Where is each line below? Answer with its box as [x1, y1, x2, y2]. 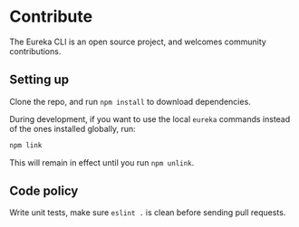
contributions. [9, 45, 62, 56]
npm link [9, 140, 43, 150]
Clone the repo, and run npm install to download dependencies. [9, 96, 251, 107]
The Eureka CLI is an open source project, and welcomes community [9, 36, 267, 47]
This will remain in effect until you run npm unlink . [9, 156, 195, 168]
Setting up [9, 72, 70, 88]
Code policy [9, 184, 79, 199]
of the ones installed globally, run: [9, 123, 136, 134]
